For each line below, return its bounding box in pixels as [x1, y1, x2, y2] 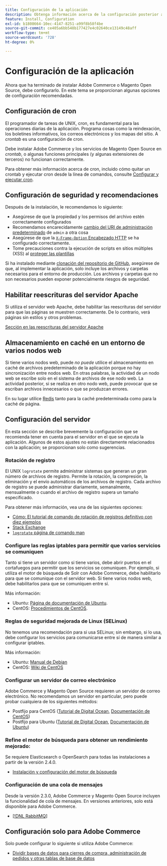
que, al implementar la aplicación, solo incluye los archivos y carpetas [5, 266, 149, 272]
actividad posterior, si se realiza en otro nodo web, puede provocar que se [5, 380, 158, 386]
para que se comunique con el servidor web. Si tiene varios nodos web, [5, 575, 153, 581]
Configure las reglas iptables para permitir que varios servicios [5, 542, 161, 549]
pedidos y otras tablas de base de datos [12, 856, 95, 862]
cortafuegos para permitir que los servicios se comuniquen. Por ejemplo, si [5, 565, 160, 571]
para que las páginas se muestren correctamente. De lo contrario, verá [5, 309, 150, 315]
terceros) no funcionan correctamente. [5, 156, 85, 162]
